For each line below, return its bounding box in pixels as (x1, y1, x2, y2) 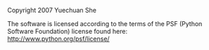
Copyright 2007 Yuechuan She (7, 6, 97, 14)
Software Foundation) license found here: (7, 27, 128, 35)
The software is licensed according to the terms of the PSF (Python (7, 20, 203, 27)
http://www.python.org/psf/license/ (7, 35, 110, 43)
